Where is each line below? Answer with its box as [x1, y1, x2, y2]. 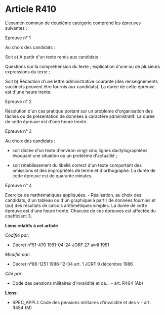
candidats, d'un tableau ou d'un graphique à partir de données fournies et [5, 197, 156, 203]
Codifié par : [5, 232, 30, 238]
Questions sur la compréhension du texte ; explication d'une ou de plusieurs [5, 63, 161, 69]
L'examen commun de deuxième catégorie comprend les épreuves [5, 20, 141, 26]
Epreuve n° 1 [5, 35, 31, 41]
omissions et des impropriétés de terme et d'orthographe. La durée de [12, 167, 156, 173]
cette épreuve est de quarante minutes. [12, 172, 93, 179]
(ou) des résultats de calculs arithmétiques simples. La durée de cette [5, 202, 147, 209]
